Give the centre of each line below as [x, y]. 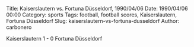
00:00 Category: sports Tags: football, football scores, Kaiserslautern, [91, 15]
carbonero [19, 27]
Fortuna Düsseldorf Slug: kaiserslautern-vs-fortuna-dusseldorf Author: [93, 21]
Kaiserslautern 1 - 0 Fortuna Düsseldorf [54, 38]
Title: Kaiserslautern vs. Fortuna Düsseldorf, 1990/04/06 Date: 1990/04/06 [97, 9]
